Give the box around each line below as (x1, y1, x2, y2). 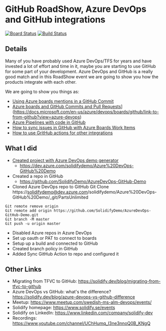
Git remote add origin (5, 208, 52, 213)
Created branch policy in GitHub (12, 245, 78, 251)
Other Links (5, 265, 42, 274)
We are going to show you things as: (5, 88, 80, 95)
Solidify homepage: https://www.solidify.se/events (12, 305, 115, 311)
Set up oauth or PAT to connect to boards (12, 235, 97, 241)
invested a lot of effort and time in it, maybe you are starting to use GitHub (5, 63, 156, 69)
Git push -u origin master (5, 221, 61, 226)
